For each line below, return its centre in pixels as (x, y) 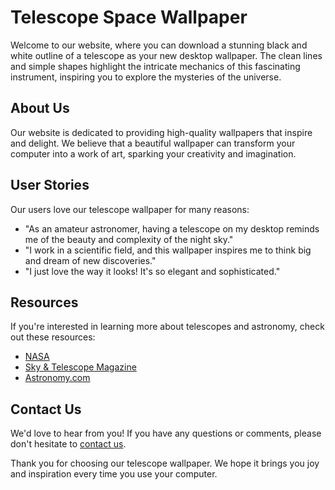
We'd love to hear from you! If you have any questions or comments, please (166, 433)
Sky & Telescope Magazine (80, 367)
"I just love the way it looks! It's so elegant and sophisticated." (152, 271)
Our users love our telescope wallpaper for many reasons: (130, 209)
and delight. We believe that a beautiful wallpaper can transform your (153, 143)
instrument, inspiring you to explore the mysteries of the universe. (146, 77)
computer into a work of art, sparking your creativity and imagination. (153, 153)
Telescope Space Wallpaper (129, 17)
